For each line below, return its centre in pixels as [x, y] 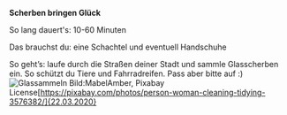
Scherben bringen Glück [55, 13]
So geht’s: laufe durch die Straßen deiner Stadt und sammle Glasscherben [144, 64]
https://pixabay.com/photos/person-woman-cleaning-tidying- [153, 92]
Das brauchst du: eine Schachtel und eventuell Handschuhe [118, 47]
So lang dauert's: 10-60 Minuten [68, 30]
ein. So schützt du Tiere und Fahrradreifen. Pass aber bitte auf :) [126, 73]
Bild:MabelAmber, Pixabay [117, 83]
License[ [25, 92]
